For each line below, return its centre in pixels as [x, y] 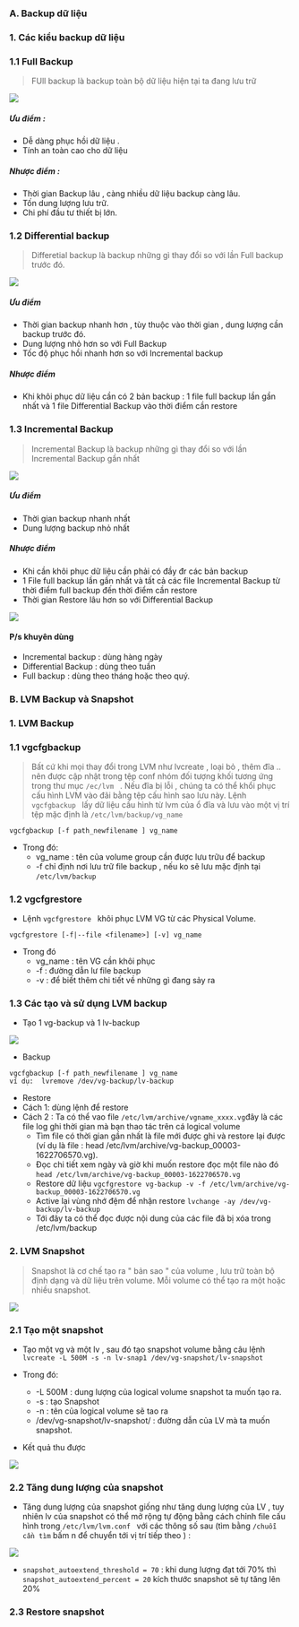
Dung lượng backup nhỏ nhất [76, 528]
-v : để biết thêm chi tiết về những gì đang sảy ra [125, 981]
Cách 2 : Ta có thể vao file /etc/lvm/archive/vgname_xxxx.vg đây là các [153, 1117]
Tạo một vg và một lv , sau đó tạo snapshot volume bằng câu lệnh [144, 1350]
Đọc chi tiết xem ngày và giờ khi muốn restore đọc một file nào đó [157, 1164]
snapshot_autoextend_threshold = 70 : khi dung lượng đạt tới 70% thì [149, 1570]
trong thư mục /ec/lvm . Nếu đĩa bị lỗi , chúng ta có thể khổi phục [153, 785]
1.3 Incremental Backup [61, 429]
